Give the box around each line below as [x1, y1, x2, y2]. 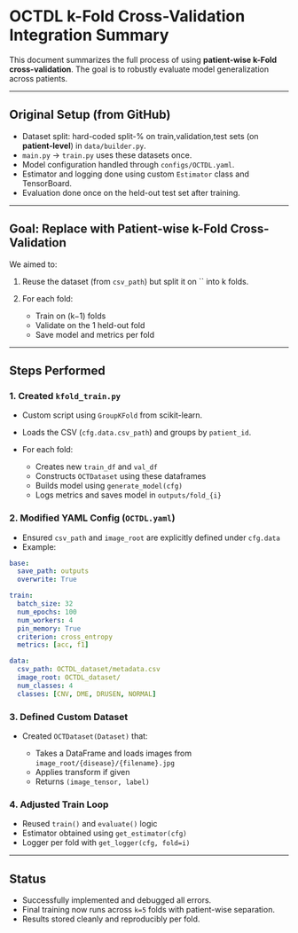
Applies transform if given [35, 766, 130, 777]
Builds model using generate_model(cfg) [35, 481, 184, 491]
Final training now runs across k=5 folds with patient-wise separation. [21, 905, 275, 915]
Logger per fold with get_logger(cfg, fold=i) [21, 837, 191, 848]
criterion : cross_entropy [17, 632, 114, 641]
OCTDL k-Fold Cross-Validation [9, 6, 246, 27]
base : [9, 559, 29, 568]
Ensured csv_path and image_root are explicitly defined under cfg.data [21, 532, 281, 543]
